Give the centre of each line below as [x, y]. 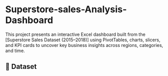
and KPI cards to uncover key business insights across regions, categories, [84, 45]
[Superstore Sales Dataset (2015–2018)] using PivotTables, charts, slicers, [83, 40]
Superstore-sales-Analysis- [66, 9]
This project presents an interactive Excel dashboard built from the [75, 34]
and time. [15, 50]
